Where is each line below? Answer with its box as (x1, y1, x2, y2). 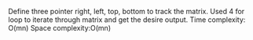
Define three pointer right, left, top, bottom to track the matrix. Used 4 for (8, 7, 245, 16)
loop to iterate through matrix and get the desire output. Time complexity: (8, 15, 246, 24)
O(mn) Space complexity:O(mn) (8, 24, 112, 32)
